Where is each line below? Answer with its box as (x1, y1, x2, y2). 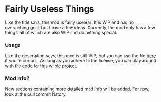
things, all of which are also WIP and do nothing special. (5, 29, 118, 35)
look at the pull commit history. (5, 91, 67, 97)
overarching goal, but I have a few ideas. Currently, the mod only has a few (5, 24, 156, 30)
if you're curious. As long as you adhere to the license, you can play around (5, 58, 157, 64)
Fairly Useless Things (5, 3, 94, 15)
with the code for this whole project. (5, 63, 78, 69)
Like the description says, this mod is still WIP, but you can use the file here (5, 53, 156, 58)
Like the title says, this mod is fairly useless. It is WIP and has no (5, 19, 134, 25)
